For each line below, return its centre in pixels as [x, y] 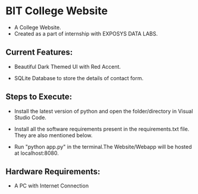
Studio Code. [30, 117]
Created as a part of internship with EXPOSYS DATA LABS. [86, 33]
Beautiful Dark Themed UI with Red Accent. [67, 66]
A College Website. [37, 27]
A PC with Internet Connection [51, 186]
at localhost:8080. [36, 153]
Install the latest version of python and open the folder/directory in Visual [103, 111]
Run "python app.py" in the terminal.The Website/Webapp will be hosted [103, 147]
